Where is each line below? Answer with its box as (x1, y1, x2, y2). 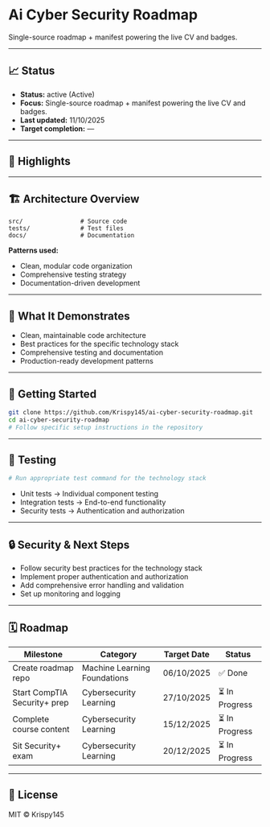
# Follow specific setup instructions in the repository (8, 423, 203, 431)
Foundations (81, 672, 129, 683)
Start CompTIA (12, 687, 68, 698)
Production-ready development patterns (19, 356, 154, 366)
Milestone (23, 648, 63, 660)
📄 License (8, 788, 59, 802)
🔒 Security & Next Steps (8, 537, 130, 552)
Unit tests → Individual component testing (19, 489, 159, 499)
